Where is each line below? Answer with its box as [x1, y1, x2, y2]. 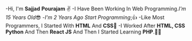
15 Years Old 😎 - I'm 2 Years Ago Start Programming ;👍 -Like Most [5, 14, 165, 21]
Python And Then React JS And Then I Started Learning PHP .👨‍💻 [5, 28, 162, 35]
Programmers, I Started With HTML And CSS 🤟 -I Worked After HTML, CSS [5, 23, 186, 29]
